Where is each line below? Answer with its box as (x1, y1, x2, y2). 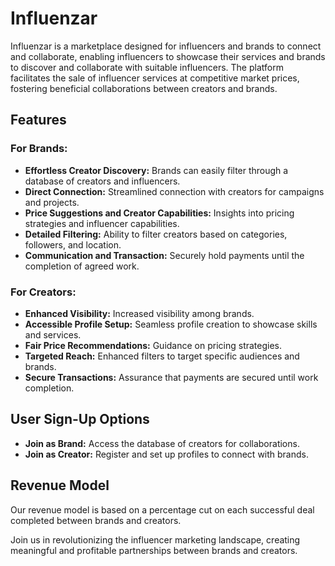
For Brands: (10, 142, 68, 156)
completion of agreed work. (24, 260, 140, 272)
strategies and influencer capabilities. (24, 217, 180, 229)
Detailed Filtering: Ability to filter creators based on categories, (24, 228, 288, 240)
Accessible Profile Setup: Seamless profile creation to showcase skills (24, 318, 318, 330)
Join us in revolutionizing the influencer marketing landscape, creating (10, 533, 301, 546)
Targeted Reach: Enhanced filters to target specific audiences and (24, 350, 300, 362)
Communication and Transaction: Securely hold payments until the (24, 249, 305, 261)
